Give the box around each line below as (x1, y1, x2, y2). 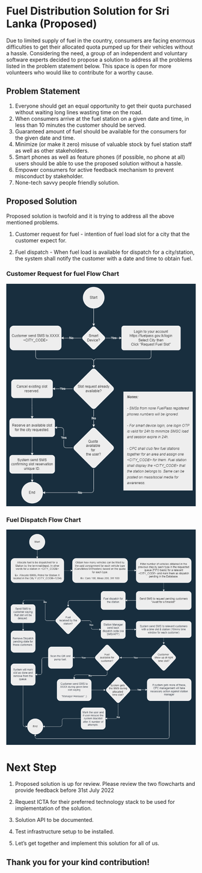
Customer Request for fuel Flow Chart (6, 269, 119, 278)
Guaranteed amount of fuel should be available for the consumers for (14, 127, 187, 135)
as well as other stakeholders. (14, 147, 89, 154)
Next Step (6, 761, 57, 774)
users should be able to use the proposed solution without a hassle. (14, 159, 183, 167)
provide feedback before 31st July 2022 (14, 786, 114, 794)
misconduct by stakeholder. (14, 173, 84, 180)
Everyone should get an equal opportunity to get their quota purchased (14, 102, 191, 109)
